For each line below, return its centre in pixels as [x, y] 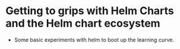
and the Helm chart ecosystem [83, 23]
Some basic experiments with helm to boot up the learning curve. [94, 40]
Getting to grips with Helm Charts [90, 11]
